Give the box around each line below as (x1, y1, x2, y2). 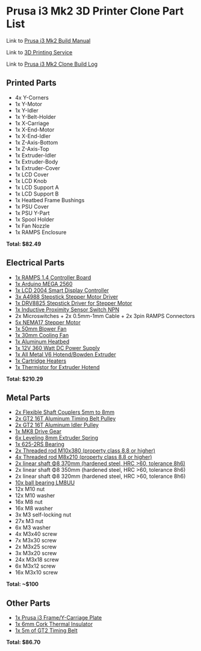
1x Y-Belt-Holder (14, 113, 56, 120)
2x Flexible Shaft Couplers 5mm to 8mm (14, 408, 115, 416)
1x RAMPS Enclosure (14, 228, 67, 236)
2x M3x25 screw (14, 543, 57, 550)
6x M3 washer (14, 524, 51, 532)
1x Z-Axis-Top (14, 145, 49, 152)
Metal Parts (6, 392, 51, 402)
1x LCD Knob (14, 177, 47, 185)
